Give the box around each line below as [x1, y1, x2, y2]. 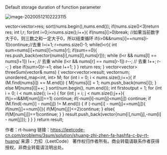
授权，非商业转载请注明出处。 [5, 145, 66, 150]
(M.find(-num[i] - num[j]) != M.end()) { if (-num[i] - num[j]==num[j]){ [5, 101, 146, 106]
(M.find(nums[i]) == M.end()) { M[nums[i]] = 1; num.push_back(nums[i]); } [5, 80, 157, 86]
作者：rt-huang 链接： [5, 127, 51, 133]
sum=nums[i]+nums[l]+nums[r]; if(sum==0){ [5, 47, 97, 53]
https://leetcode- [50, 127, 85, 133]
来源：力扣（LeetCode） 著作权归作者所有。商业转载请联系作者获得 [20, 138, 160, 144]
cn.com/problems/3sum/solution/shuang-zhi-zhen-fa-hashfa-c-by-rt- [5, 132, 149, 138]
